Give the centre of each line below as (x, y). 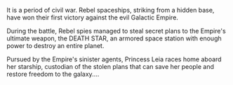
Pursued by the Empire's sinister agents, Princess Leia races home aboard (114, 59)
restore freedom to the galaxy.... (53, 74)
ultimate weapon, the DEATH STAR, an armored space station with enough (114, 38)
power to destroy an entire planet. (55, 46)
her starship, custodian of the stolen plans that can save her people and (111, 67)
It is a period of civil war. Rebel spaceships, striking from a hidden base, (111, 10)
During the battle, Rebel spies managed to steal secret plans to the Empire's (116, 31)
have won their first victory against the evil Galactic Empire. (92, 17)
